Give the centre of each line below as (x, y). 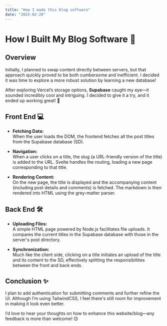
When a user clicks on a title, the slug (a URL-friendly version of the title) (87, 157)
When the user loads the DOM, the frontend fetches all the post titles (83, 137)
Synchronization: (31, 250)
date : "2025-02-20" (25, 14)
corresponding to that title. (40, 167)
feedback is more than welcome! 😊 (42, 319)
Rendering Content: (33, 177)
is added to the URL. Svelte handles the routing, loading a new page (82, 162)
